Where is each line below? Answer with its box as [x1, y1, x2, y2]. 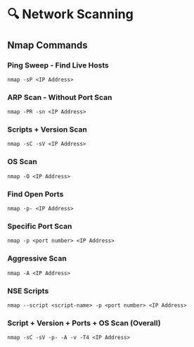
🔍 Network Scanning [7, 6, 134, 23]
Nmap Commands [7, 39, 88, 51]
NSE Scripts [7, 286, 49, 296]
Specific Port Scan [7, 221, 72, 231]
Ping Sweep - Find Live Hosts [7, 60, 109, 70]
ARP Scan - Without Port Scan [7, 92, 112, 102]
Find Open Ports [7, 189, 64, 198]
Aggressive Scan [7, 253, 67, 263]
